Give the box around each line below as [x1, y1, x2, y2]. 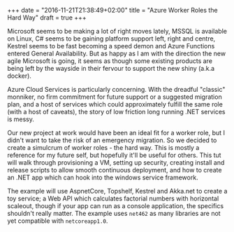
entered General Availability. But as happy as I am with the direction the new [7, 49, 226, 57]
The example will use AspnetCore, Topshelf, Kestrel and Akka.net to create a [7, 187, 228, 195]
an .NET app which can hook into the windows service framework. [7, 173, 198, 182]
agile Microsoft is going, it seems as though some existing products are [7, 57, 213, 65]
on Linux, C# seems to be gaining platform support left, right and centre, [7, 34, 216, 43]
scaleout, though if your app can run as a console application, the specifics [7, 202, 224, 210]
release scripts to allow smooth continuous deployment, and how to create [7, 166, 222, 174]
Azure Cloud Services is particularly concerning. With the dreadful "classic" [7, 86, 226, 93]
